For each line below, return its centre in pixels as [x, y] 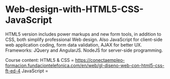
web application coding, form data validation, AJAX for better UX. [74, 45]
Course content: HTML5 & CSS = [40, 60]
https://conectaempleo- [100, 60]
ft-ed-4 [13, 71]
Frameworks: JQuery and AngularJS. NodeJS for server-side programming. [84, 50]
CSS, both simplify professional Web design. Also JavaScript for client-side [84, 39]
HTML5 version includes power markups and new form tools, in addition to [83, 34]
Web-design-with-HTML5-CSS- [74, 9]
